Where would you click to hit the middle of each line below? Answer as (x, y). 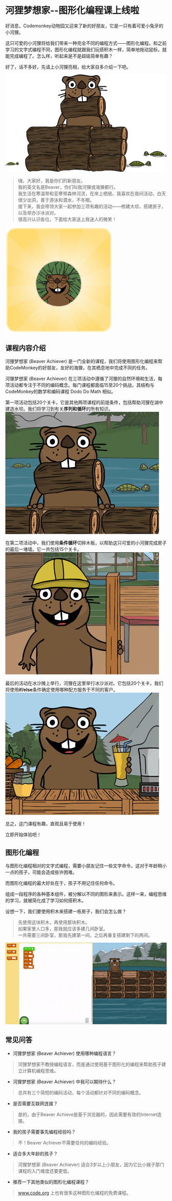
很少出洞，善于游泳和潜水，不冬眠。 (56, 200)
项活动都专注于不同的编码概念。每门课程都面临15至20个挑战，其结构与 (80, 385)
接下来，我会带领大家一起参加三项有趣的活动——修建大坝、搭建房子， (92, 206)
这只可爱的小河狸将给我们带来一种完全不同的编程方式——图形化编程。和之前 (86, 43)
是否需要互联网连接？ (35, 1103)
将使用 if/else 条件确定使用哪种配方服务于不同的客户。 (61, 690)
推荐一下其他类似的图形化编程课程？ (51, 1182)
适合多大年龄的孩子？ (35, 1153)
